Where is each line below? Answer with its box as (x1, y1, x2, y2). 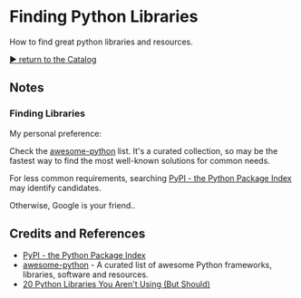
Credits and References (9, 226, 146, 242)
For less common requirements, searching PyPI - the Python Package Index (9, 172, 292, 183)
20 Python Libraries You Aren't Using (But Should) (22, 279, 210, 290)
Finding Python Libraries (9, 6, 199, 27)
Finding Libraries (9, 107, 86, 120)
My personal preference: (9, 128, 102, 139)
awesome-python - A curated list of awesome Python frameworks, (22, 260, 272, 271)
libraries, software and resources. (22, 269, 149, 280)
